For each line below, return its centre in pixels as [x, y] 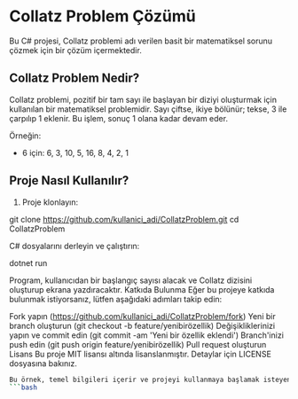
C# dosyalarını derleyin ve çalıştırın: [74, 246]
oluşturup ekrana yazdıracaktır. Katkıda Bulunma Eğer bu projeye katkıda [142, 289]
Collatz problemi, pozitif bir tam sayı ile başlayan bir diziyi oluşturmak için [143, 99]
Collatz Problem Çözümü [103, 16]
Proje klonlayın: [50, 202]
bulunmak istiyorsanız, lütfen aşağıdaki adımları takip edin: [116, 299]
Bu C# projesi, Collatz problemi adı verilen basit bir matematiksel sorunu [141, 41]
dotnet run [28, 262]
